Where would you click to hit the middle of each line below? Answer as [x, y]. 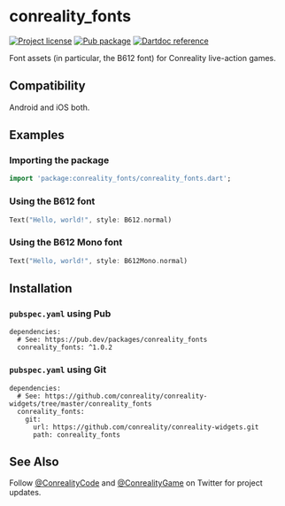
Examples [37, 135]
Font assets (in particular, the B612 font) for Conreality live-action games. [142, 58]
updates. [25, 493]
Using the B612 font [52, 201]
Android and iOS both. [50, 107]
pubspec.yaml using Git [58, 370]
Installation [41, 288]
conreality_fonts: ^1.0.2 [65, 347]
